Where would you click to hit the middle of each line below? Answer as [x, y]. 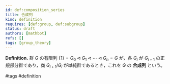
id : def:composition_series [35, 10]
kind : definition [24, 19]
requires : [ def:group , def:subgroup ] [45, 24]
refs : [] [15, 38]
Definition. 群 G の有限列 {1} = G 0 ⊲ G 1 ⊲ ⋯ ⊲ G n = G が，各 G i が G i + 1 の [83, 58]
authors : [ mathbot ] [26, 33]
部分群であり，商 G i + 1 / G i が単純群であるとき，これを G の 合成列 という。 [87, 66]
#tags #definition [23, 76]
